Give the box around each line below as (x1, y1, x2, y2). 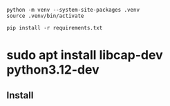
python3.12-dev (6, 62, 100, 78)
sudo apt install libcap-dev (6, 47, 163, 63)
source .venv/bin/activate (6, 12, 84, 19)
